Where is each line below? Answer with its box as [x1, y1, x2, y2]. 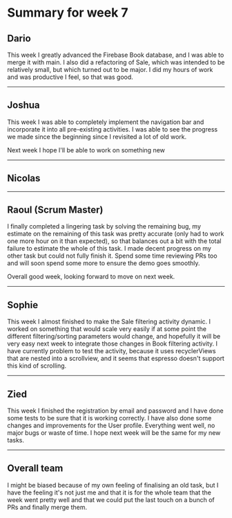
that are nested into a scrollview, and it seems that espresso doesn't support [7, 355, 224, 363]
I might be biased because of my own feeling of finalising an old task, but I [7, 481, 219, 489]
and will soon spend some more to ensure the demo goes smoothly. [7, 259, 200, 267]
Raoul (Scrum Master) [7, 204, 104, 216]
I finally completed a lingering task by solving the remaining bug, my [7, 222, 202, 231]
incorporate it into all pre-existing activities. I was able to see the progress [7, 125, 218, 133]
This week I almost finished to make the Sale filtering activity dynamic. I [7, 317, 211, 326]
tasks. [7, 436, 25, 445]
